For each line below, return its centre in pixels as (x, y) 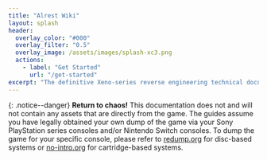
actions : (30, 60)
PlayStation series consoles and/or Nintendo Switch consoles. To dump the (132, 130)
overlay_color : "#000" (53, 38)
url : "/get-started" (63, 75)
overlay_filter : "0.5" (53, 45)
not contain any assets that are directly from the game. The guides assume (131, 113)
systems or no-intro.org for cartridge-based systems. (96, 147)
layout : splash (33, 23)
